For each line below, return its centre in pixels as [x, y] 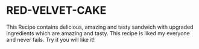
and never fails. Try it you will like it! [51, 39]
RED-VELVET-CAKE [56, 10]
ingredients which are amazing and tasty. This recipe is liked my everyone [98, 33]
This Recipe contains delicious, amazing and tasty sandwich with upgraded [100, 27]
